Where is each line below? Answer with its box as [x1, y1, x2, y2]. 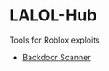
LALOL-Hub [9, 5, 97, 26]
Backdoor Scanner [21, 51, 91, 62]
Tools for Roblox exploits [9, 35, 100, 45]
